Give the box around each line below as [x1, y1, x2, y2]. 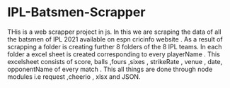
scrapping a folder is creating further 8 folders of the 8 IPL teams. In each [7, 42, 222, 51]
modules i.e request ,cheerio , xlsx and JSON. [7, 72, 141, 81]
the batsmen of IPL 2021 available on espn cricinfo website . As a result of [7, 34, 223, 43]
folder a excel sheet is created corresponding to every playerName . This [7, 50, 221, 58]
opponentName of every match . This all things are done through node [7, 65, 213, 73]
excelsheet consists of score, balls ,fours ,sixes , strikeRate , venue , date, [7, 57, 223, 65]
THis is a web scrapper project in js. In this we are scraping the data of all [7, 27, 222, 36]
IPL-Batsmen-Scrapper [7, 4, 146, 20]
